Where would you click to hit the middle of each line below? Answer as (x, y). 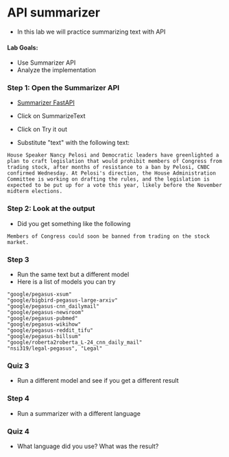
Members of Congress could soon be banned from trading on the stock (109, 236)
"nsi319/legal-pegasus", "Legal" (55, 348)
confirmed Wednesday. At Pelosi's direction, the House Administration (111, 173)
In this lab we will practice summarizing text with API (91, 32)
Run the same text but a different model (73, 275)
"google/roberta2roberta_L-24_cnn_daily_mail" (75, 343)
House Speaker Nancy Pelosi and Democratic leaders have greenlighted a (113, 155)
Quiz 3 (18, 366)
